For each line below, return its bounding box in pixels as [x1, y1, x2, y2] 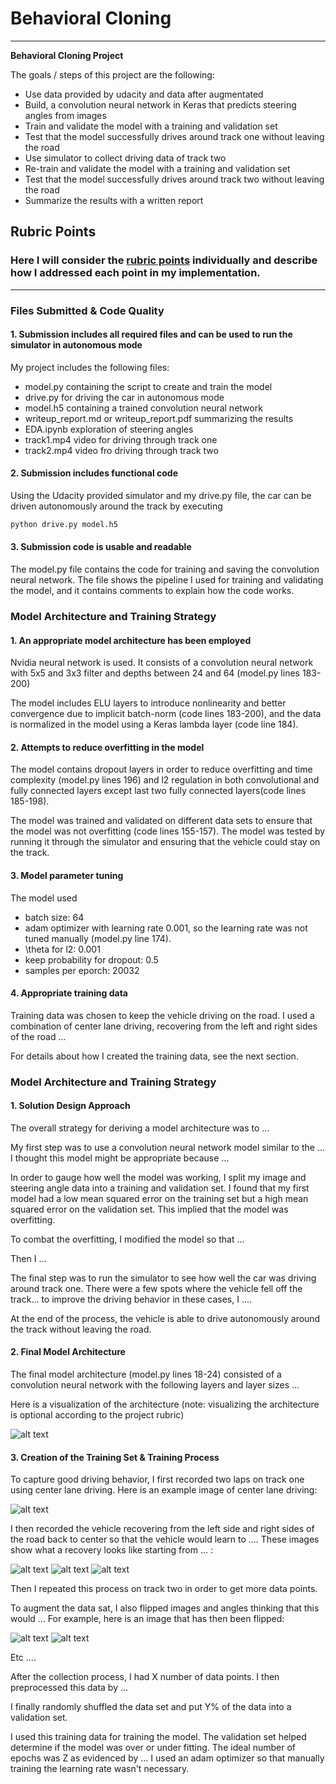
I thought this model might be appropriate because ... [10, 1152, 230, 1164]
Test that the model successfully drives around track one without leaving [24, 130, 325, 142]
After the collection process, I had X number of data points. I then [10, 1671, 280, 1683]
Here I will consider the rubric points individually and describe [10, 253, 318, 267]
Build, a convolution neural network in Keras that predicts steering [24, 98, 297, 111]
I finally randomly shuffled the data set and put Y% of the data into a [10, 1701, 292, 1713]
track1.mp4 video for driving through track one [24, 433, 218, 446]
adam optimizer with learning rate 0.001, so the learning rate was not [24, 922, 308, 934]
